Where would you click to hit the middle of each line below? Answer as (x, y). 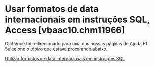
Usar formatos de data (52, 9)
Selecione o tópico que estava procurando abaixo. (56, 49)
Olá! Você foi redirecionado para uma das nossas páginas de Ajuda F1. (77, 43)
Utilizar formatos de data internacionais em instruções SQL (65, 58)
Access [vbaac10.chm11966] (65, 30)
